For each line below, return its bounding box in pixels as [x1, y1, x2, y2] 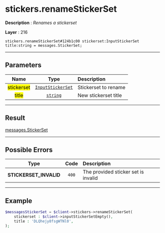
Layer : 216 [5, 29, 28, 35]
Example [5, 197, 32, 205]
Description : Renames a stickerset [5, 20, 77, 26]
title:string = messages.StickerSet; [5, 43, 82, 48]
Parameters [5, 61, 42, 69]
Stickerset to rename [78, 84, 126, 90]
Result [5, 114, 26, 122]
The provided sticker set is [82, 169, 144, 175]
